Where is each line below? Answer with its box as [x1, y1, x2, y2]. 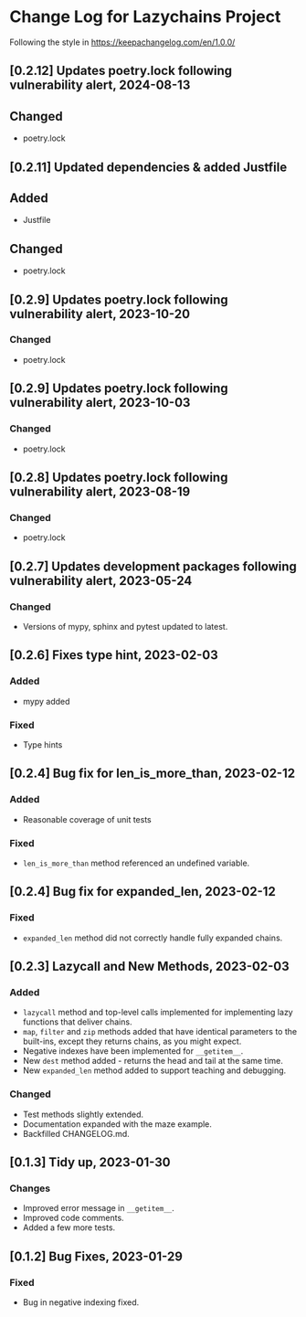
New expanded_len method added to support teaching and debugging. [22, 1065, 287, 1076]
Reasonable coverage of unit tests [22, 813, 153, 824]
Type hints [22, 738, 63, 750]
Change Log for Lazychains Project [9, 6, 281, 27]
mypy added [22, 696, 70, 706]
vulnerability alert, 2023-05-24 [9, 573, 193, 589]
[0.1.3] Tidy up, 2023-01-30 [9, 1154, 171, 1170]
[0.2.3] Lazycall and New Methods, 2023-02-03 [9, 958, 290, 974]
